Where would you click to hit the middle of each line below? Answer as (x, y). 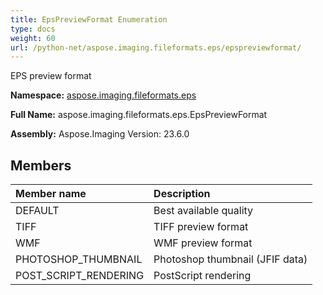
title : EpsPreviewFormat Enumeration (89, 19)
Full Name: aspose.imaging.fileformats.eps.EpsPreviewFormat (139, 115)
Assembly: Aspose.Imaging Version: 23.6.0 (100, 134)
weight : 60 (33, 38)
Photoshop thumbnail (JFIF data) (230, 259)
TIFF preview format (201, 227)
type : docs (33, 29)
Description (182, 194)
